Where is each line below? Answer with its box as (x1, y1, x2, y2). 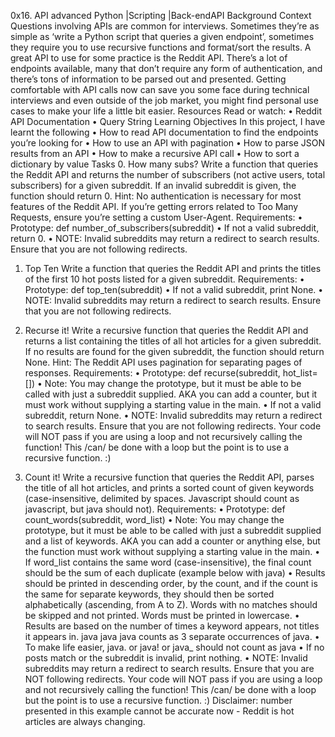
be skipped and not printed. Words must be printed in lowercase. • (24, 610, 300, 621)
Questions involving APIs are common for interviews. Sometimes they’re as (10, 20, 320, 32)
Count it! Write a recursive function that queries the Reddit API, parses (24, 471, 315, 483)
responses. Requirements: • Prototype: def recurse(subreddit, (24, 367, 281, 379)
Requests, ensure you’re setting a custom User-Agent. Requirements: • (10, 211, 303, 223)
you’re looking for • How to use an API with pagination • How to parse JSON (10, 137, 326, 149)
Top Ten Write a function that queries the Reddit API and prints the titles (24, 263, 322, 274)
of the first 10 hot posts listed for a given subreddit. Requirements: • (24, 273, 305, 285)
